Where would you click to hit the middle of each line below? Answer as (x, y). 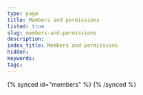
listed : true (26, 26)
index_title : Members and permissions (63, 45)
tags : (15, 65)
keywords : (21, 59)
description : (26, 39)
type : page (23, 13)
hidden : (18, 52)
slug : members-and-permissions (52, 33)
